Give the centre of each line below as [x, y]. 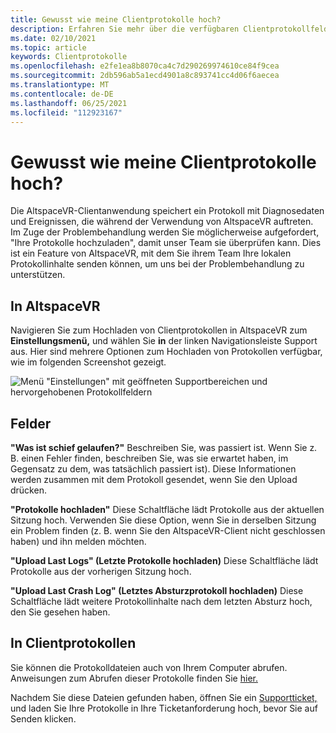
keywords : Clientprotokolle [69, 57]
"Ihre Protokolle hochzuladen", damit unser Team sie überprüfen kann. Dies [166, 243]
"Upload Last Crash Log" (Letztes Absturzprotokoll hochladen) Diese [157, 590]
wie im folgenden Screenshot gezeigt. [88, 362]
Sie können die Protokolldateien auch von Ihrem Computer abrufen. [149, 667]
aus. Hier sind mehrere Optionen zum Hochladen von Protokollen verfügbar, [166, 352]
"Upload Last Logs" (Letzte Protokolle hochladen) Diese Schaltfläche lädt [164, 560]
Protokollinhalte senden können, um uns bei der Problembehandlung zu [157, 264]
